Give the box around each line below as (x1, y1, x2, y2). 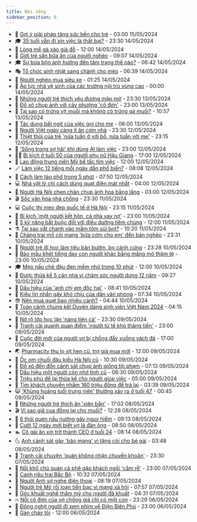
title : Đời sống (6, 8, 46, 15)
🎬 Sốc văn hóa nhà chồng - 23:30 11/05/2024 (14, 195, 127, 202)
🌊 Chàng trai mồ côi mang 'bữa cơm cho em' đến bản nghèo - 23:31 (14, 231, 180, 238)
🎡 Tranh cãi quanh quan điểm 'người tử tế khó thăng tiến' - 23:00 (14, 322, 173, 329)
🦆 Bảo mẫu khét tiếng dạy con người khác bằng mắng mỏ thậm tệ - (14, 250, 179, 257)
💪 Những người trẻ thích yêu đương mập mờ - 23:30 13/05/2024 (14, 95, 171, 102)
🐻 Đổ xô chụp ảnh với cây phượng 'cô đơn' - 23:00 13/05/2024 (14, 101, 168, 108)
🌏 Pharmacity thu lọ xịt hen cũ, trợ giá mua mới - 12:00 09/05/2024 (14, 347, 180, 354)
